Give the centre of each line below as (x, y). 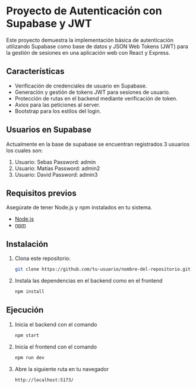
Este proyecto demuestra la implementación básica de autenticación (90, 40)
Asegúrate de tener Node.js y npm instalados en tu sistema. (79, 208)
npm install (29, 292)
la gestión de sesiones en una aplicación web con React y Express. (88, 52)
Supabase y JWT (49, 23)
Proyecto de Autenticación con (84, 11)
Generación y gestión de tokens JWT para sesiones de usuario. (92, 92)
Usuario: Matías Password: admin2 (57, 168)
